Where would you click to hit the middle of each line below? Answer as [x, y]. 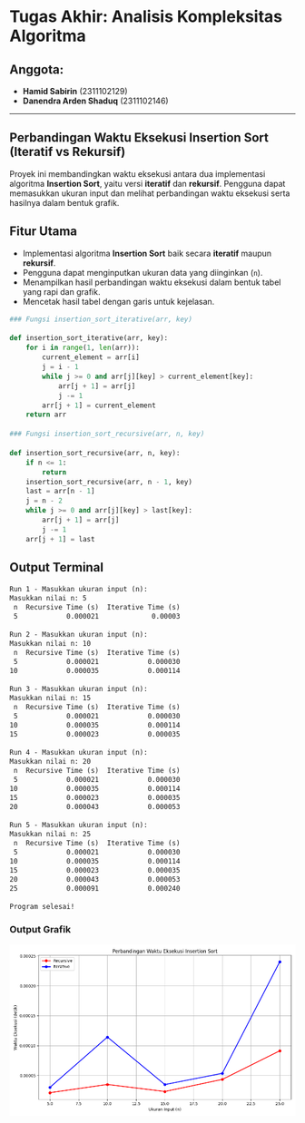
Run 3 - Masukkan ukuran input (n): [79, 689]
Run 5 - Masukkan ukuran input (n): [79, 825]
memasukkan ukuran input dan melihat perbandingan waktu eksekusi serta [150, 193]
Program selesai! [42, 907]
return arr [46, 415]
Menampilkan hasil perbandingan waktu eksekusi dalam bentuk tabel [152, 282]
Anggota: [37, 69]
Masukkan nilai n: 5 [49, 599]
